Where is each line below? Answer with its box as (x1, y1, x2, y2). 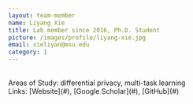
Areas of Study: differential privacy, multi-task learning (8, 78, 186, 87)
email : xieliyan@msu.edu (8, 41, 90, 49)
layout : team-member (8, 11, 76, 20)
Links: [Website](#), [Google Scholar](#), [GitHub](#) (8, 87, 180, 95)
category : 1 (8, 48, 47, 56)
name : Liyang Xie (8, 19, 65, 27)
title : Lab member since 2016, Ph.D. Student (8, 26, 160, 34)
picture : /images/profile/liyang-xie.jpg (8, 33, 147, 42)
